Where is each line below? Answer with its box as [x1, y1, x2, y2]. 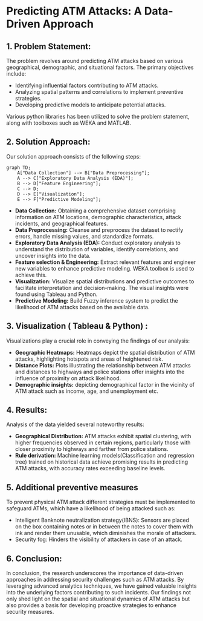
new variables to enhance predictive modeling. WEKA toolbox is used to [14, 264, 195, 272]
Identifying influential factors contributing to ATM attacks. [14, 82, 159, 89]
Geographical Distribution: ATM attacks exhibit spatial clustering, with [14, 433, 192, 440]
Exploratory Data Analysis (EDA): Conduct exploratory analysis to [14, 239, 181, 246]
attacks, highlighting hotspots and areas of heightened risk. [14, 355, 163, 363]
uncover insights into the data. [14, 252, 91, 259]
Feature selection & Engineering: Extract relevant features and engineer [14, 258, 196, 266]
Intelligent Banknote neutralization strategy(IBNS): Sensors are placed [14, 516, 189, 524]
